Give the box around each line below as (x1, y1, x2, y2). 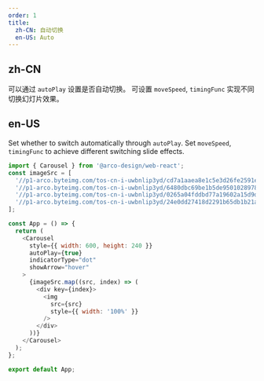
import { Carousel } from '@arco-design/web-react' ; (8, 162, 185, 170)
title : (8, 19, 30, 27)
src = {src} (49, 300, 82, 308)
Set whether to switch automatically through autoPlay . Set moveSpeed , (8, 138, 232, 148)
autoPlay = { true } (28, 249, 82, 257)
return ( (15, 227, 44, 235)
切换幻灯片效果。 (8, 94, 64, 104)
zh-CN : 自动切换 (15, 26, 64, 34)
